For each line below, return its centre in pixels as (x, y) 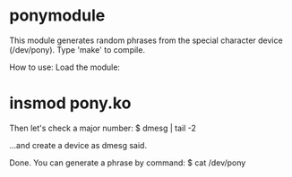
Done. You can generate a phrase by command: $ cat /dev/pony (128, 163)
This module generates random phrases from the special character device (146, 40)
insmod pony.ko (70, 103)
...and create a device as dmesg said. (78, 145)
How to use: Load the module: (65, 67)
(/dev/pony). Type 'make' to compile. (77, 49)
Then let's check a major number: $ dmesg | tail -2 (103, 128)
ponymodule (57, 16)
